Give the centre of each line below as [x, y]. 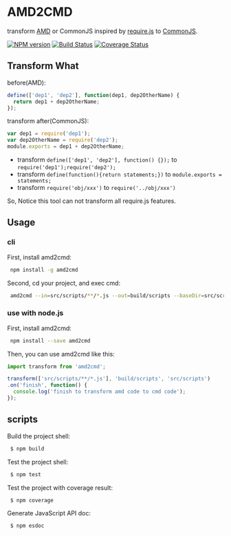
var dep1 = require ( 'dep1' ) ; [49, 134]
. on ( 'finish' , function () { [47, 385]
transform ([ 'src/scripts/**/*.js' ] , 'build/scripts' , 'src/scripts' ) [109, 379]
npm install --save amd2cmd [50, 341]
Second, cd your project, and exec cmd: [64, 283]
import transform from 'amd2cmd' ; [57, 366]
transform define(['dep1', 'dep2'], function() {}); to [97, 160]
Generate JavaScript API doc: [49, 513]
